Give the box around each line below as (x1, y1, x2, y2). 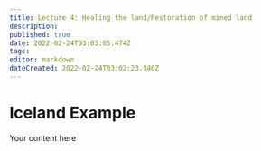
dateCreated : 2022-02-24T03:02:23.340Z (9, 64, 160, 73)
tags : (9, 47, 30, 56)
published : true (9, 30, 70, 39)
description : (9, 22, 59, 31)
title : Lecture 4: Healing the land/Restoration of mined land (9, 13, 253, 23)
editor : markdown (9, 55, 75, 64)
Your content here (9, 132, 77, 143)
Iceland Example (9, 103, 136, 123)
